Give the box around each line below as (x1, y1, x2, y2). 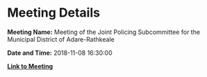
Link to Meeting (7, 62, 53, 70)
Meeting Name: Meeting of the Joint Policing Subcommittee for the (7, 28, 200, 36)
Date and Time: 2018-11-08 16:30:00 (7, 49, 113, 57)
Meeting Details (7, 5, 101, 21)
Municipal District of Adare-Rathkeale (7, 35, 115, 43)
